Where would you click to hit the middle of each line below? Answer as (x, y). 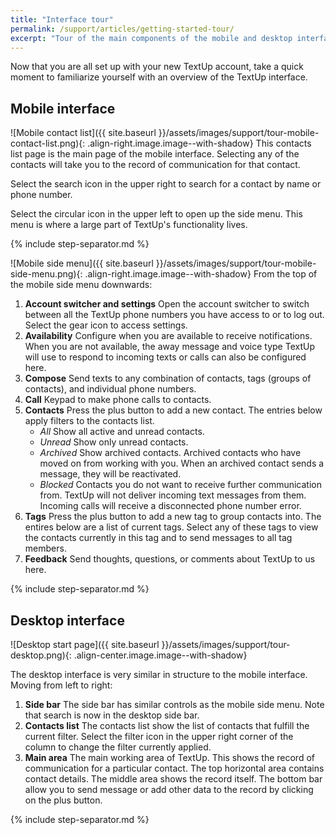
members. (45, 548)
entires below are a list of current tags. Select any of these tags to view (171, 527)
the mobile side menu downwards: (81, 285)
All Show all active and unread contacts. (122, 432)
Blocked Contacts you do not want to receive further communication (180, 485)
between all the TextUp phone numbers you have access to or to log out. (174, 315)
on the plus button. (63, 800)
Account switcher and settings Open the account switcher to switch (167, 304)
